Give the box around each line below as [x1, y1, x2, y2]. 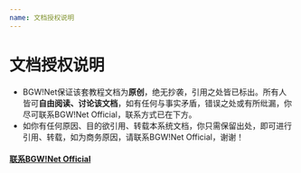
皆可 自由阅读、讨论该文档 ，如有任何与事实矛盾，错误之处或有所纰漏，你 [22, 97, 292, 108]
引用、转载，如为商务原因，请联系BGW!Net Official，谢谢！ [22, 132, 245, 142]
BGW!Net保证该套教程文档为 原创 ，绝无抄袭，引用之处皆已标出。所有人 [22, 86, 287, 97]
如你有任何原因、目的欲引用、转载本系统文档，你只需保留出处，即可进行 [22, 120, 292, 131]
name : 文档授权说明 [9, 13, 75, 23]
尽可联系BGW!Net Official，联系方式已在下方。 [22, 109, 197, 120]
